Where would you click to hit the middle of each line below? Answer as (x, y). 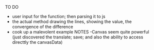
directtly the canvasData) (37, 42)
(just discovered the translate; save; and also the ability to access (77, 37)
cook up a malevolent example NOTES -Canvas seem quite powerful (81, 32)
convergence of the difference (43, 27)
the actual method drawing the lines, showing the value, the (72, 22)
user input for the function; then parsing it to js (59, 16)
